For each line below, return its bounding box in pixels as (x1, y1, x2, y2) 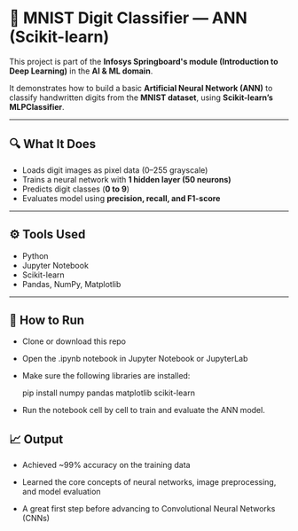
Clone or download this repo (21, 336, 127, 347)
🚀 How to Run (9, 312, 85, 327)
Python (21, 250, 49, 261)
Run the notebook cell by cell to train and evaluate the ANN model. (21, 405, 266, 416)
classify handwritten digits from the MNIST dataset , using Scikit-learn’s (9, 92, 273, 103)
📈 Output (9, 432, 64, 447)
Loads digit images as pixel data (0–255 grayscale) (21, 164, 208, 176)
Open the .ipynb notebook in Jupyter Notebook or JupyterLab (21, 354, 248, 364)
